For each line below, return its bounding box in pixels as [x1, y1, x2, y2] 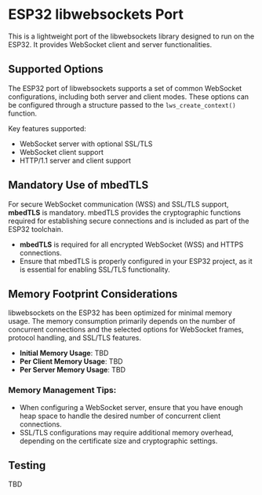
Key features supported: [8, 123, 86, 133]
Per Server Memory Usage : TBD [19, 365, 126, 375]
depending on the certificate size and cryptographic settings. [19, 436, 218, 445]
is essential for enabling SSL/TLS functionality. [19, 265, 170, 274]
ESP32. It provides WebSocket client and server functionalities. [8, 39, 213, 49]
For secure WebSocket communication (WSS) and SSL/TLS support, [8, 199, 229, 209]
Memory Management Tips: [8, 385, 117, 396]
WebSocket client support [19, 147, 104, 156]
